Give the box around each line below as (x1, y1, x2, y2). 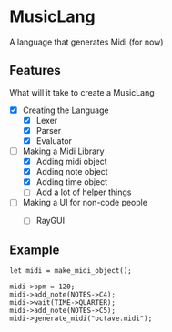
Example (9, 242, 60, 257)
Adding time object (35, 176, 107, 187)
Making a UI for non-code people (22, 197, 148, 208)
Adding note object (35, 166, 108, 177)
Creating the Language (22, 105, 109, 116)
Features (9, 63, 61, 78)
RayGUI (35, 216, 66, 226)
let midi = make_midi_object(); (9, 267, 132, 276)
